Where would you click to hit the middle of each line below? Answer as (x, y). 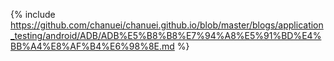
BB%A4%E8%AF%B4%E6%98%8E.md (92, 46)
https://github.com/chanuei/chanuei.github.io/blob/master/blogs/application (167, 25)
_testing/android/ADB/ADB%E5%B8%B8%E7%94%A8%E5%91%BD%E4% (166, 35)
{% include (33, 14)
